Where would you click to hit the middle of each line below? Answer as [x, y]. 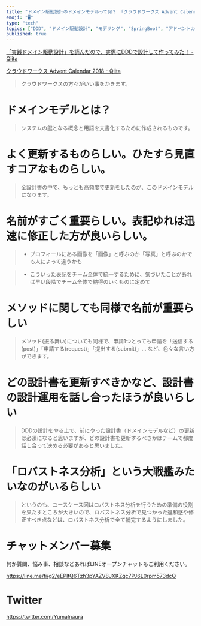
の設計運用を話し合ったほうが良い [90, 398]
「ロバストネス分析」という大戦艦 [90, 472]
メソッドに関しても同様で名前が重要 [95, 308]
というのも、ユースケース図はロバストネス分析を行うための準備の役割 [107, 504]
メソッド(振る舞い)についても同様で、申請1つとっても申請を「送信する [107, 341]
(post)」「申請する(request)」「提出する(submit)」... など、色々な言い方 [108, 348]
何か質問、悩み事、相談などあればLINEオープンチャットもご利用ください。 [98, 564]
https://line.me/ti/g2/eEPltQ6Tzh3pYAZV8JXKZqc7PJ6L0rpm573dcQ [91, 576]
